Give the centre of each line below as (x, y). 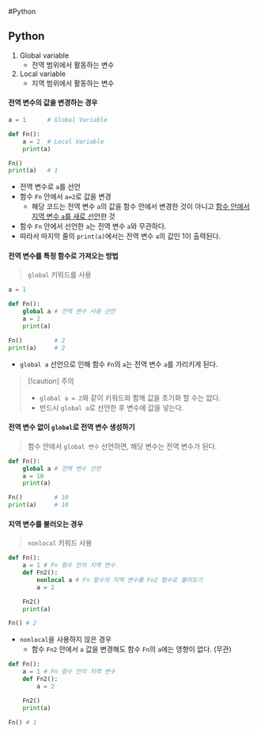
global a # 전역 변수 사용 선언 (69, 312)
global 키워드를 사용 (59, 275)
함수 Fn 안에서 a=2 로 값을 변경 (66, 196)
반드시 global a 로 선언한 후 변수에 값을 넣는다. (111, 408)
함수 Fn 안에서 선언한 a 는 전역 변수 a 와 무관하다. (93, 226)
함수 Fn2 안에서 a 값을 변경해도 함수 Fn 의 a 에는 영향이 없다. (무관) (131, 649)
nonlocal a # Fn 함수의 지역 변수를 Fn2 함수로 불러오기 (120, 580)
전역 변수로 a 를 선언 (50, 187)
